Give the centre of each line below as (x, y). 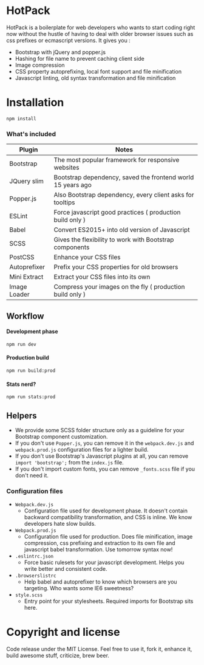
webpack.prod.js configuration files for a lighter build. (82, 449)
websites (67, 168)
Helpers (22, 415)
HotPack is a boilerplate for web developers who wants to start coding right (101, 27)
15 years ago (73, 185)
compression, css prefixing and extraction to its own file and (100, 543)
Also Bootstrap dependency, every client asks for (124, 195)
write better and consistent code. (66, 569)
